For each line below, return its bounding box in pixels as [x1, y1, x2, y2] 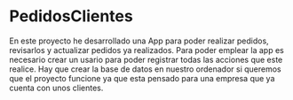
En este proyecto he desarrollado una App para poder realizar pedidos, [9, 35, 269, 46]
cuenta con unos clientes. [9, 82, 104, 93]
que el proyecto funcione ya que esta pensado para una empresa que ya [9, 73, 275, 83]
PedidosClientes [9, 6, 133, 27]
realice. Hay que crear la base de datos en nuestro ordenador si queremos [9, 64, 281, 74]
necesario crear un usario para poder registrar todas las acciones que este [9, 54, 283, 65]
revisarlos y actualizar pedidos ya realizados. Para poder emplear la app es [9, 44, 284, 55]
